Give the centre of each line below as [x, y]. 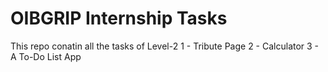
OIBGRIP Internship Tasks [119, 18]
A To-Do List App [46, 56]
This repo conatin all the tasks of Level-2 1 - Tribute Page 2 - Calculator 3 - [165, 46]
